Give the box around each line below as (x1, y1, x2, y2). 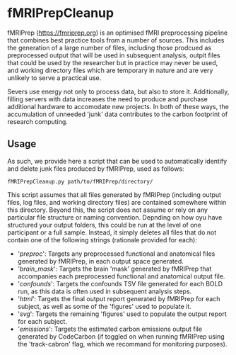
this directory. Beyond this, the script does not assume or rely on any (7, 205, 208, 214)
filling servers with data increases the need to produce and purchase (7, 94, 208, 103)
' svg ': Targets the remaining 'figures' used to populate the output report (17, 310, 228, 318)
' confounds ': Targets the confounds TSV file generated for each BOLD (17, 279, 223, 288)
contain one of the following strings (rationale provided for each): (7, 235, 198, 244)
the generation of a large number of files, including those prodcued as (7, 43, 212, 52)
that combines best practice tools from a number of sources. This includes (7, 35, 225, 44)
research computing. (7, 117, 69, 125)
